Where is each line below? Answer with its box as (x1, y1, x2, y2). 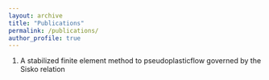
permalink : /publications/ (8, 26, 99, 34)
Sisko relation (19, 65, 66, 74)
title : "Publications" (8, 19, 85, 27)
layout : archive (8, 11, 63, 20)
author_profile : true (8, 34, 81, 42)
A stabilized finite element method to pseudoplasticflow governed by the (19, 56, 262, 66)
